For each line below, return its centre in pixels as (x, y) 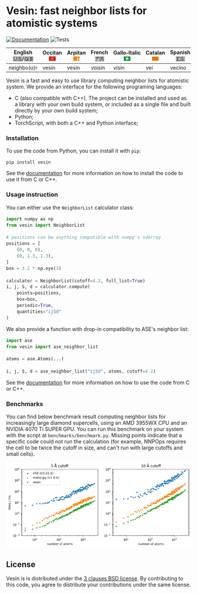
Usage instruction (32, 194)
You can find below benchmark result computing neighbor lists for (86, 417)
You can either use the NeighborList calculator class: (70, 207)
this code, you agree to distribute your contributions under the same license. (98, 585)
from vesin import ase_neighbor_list (52, 347)
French (99, 52)
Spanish (180, 52)
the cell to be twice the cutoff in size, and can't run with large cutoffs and (94, 448)
